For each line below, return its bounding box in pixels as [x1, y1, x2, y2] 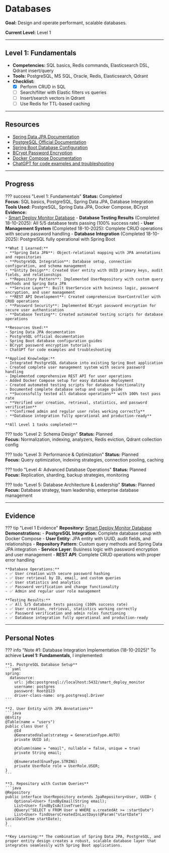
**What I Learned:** [5, 245, 49, 251]
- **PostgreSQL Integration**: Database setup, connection [5, 259, 132, 264]
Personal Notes [5, 633, 54, 642]
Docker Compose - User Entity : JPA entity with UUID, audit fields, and [5, 536, 151, 542]
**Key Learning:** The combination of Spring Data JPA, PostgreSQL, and [5, 834, 161, 839]
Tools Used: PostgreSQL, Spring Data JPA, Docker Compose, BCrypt [5, 204, 148, 210]
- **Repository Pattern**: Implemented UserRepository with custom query [5, 277, 163, 282]
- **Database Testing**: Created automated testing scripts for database [5, 312, 163, 317]
